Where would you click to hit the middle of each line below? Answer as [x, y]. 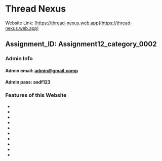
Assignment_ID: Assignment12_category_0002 [81, 44]
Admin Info [19, 59]
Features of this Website [36, 95]
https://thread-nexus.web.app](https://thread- [84, 23]
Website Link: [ [21, 23]
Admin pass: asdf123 [28, 82]
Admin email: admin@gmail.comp [42, 70]
